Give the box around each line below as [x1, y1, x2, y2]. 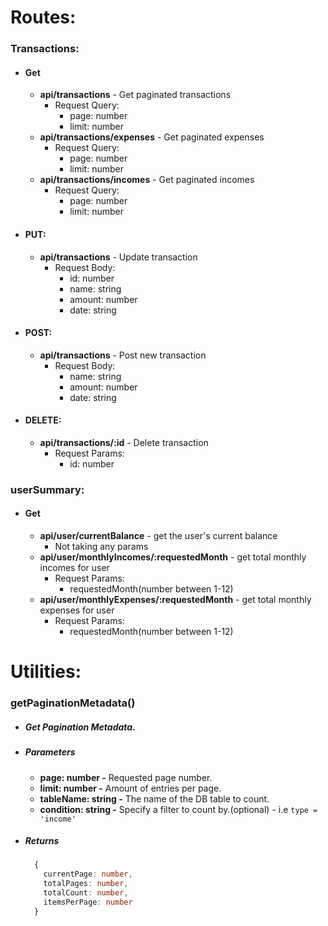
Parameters [24, 746, 76, 758]
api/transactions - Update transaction [39, 251, 198, 263]
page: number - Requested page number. [39, 771, 213, 783]
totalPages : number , [43, 879, 129, 889]
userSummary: [10, 482, 85, 496]
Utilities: [10, 661, 82, 683]
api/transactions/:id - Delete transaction [39, 436, 209, 448]
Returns [24, 835, 60, 847]
